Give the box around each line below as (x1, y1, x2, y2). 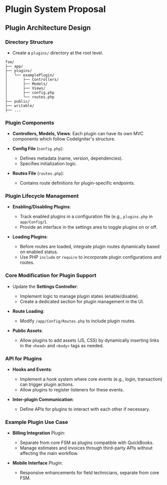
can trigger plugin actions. (19, 381, 74, 387)
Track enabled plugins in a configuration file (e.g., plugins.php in (19, 214, 153, 220)
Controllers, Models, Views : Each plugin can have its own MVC (12, 131, 144, 137)
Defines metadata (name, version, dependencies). (19, 155, 123, 161)
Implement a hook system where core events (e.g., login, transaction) (19, 376, 163, 382)
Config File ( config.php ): (12, 146, 64, 152)
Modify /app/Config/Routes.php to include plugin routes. (19, 318, 136, 324)
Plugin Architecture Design (5, 24, 91, 32)
